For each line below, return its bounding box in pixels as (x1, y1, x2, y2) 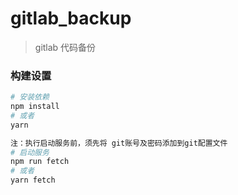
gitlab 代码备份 (34, 41, 97, 53)
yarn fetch (10, 175, 56, 186)
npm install (10, 102, 60, 112)
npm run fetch (10, 157, 70, 167)
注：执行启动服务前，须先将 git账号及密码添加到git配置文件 (10, 138, 228, 148)
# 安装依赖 (10, 92, 50, 102)
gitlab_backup (10, 7, 132, 30)
